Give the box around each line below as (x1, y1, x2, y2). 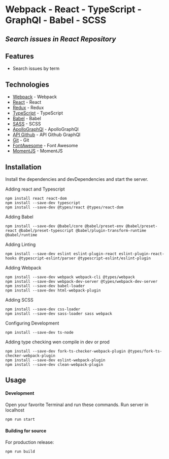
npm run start (5, 417, 36, 422)
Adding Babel (5, 214, 34, 220)
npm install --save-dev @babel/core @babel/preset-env (5, 224, 124, 229)
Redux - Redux (12, 104, 44, 111)
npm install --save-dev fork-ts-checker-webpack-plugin (5, 349, 126, 354)
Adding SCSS (5, 297, 34, 303)
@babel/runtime (5, 233, 38, 238)
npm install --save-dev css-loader (5, 307, 81, 312)
